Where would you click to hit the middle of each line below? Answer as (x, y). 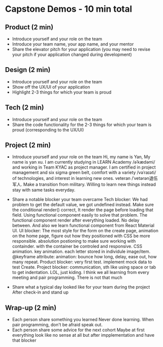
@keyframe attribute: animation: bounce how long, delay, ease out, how (84, 257)
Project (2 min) (28, 145)
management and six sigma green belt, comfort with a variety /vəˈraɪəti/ (84, 173)
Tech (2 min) (25, 108)
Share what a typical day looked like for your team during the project (81, 287)
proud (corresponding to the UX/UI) (48, 130)
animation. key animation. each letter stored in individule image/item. (81, 251)
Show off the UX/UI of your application (51, 87)
